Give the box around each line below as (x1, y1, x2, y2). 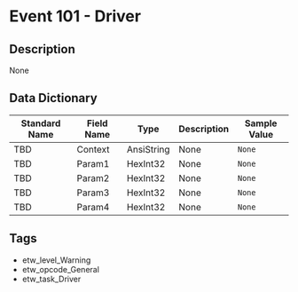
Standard (20, 117, 61, 130)
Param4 (76, 201, 110, 213)
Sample (244, 117, 278, 130)
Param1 (76, 157, 110, 170)
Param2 (76, 171, 110, 184)
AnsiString (126, 143, 170, 155)
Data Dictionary (9, 91, 98, 106)
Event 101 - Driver (9, 6, 142, 27)
